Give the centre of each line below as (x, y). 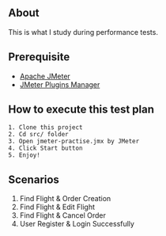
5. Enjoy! (25, 155)
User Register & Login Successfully (77, 224)
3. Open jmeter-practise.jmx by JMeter (74, 142)
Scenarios (34, 179)
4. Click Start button (45, 148)
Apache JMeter (45, 76)
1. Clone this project (45, 128)
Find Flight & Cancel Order (63, 215)
